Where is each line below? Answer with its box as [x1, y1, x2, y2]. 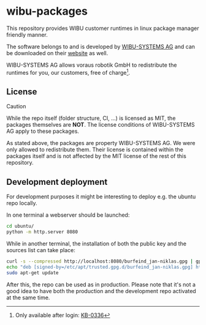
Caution [6, 103, 26, 110]
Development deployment [6, 176, 108, 187]
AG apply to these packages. [6, 127, 80, 135]
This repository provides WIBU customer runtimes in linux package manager [6, 24, 199, 32]
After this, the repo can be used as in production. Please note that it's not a [6, 280, 196, 288]
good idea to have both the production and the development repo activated [6, 287, 196, 294]
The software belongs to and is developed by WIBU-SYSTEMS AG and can [6, 43, 195, 50]
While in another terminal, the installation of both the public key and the [6, 240, 187, 247]
